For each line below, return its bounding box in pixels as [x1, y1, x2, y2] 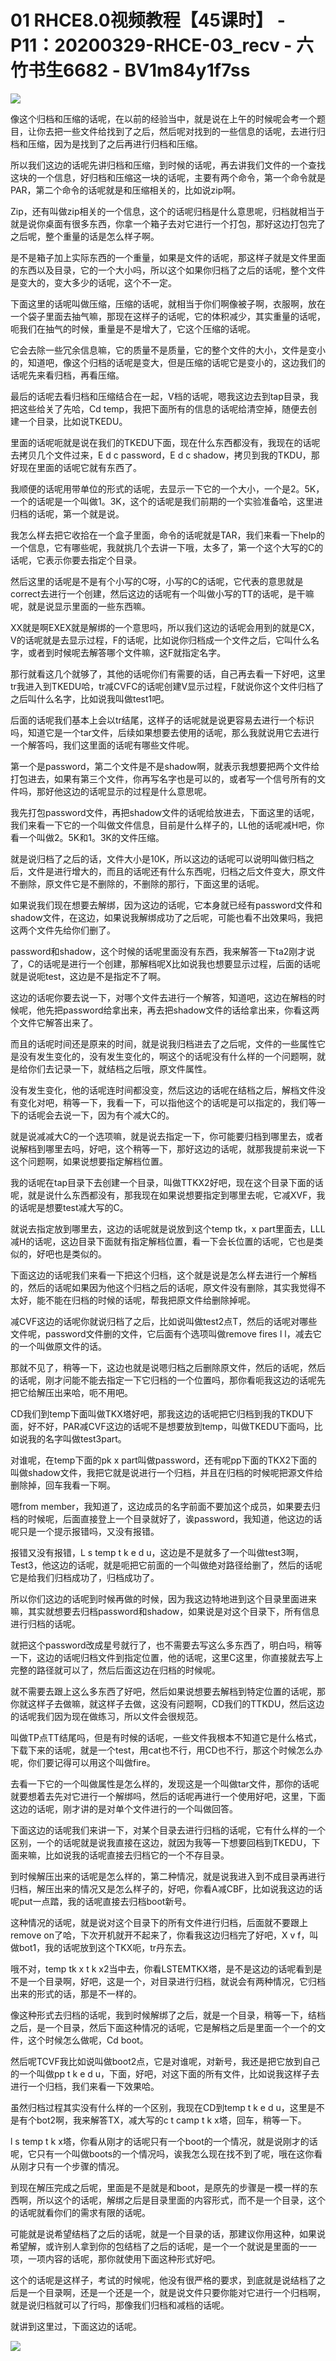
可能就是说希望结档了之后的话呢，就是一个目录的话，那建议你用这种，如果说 [10, 2227, 326, 2240]
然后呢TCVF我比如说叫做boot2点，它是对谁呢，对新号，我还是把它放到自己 [10, 2055, 321, 2067]
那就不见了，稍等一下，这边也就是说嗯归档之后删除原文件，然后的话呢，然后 [10, 1361, 326, 1373]
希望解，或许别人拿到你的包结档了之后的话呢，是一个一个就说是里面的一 [10, 2240, 308, 2252]
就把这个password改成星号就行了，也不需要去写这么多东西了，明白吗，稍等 [10, 1639, 323, 1651]
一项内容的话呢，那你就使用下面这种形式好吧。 [27, 2252, 221, 2265]
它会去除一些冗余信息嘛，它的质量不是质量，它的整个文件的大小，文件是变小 [10, 344, 326, 356]
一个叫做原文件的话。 [18, 1340, 107, 1352]
